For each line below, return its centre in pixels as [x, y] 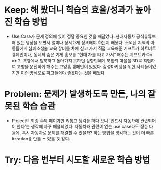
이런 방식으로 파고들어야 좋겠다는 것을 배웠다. [63, 73]
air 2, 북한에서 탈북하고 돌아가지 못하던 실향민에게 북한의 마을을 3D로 [77, 61]
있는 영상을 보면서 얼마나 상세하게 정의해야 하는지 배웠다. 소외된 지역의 [83, 42]
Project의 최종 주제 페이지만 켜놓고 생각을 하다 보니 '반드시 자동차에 [75, 120]
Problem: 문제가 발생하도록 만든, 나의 [75, 94]
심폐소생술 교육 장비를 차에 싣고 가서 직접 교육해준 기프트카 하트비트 [92, 48]
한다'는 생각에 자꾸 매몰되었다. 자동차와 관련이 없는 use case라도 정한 [82, 126]
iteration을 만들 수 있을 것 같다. [41, 139]
